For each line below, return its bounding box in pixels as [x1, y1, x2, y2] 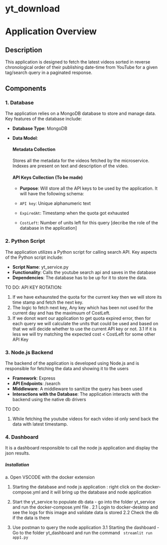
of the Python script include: [5, 254, 64, 260]
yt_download [5, 3, 60, 14]
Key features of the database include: [5, 115, 82, 121]
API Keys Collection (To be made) [12, 174, 83, 180]
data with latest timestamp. [12, 421, 68, 427]
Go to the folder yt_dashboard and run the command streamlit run [12, 530, 153, 536]
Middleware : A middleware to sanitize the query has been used [12, 386, 143, 392]
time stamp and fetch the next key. [12, 299, 83, 305]
